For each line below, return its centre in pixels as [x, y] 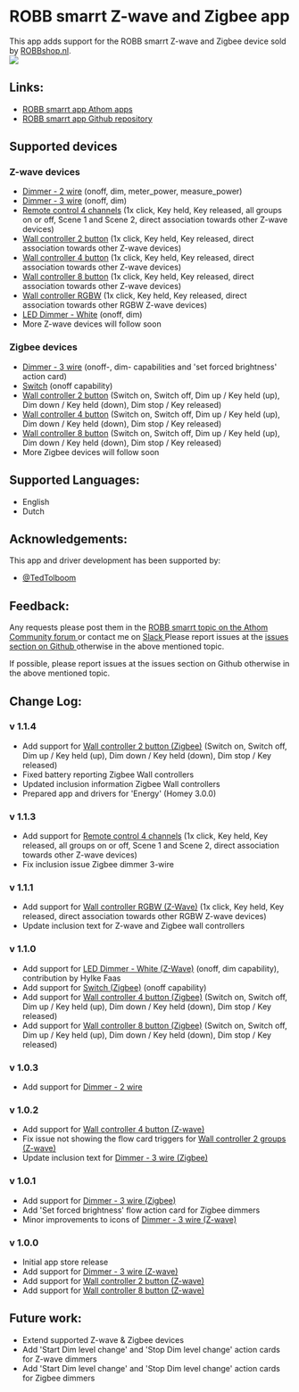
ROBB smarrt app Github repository [87, 119]
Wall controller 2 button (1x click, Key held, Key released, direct [138, 239]
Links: [27, 88]
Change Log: [46, 701]
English [36, 501]
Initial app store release [65, 1262]
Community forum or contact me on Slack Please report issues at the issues [149, 637]
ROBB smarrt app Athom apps [77, 109]
